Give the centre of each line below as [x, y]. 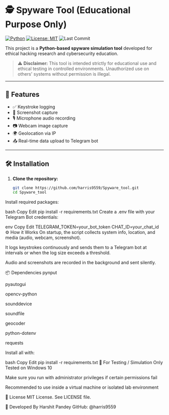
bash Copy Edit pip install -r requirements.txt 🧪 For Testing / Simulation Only [84, 363]
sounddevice [19, 304]
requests [14, 343]
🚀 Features [22, 95]
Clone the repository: [35, 179]
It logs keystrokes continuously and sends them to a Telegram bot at [76, 248]
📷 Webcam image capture [40, 126]
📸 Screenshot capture [35, 112]
